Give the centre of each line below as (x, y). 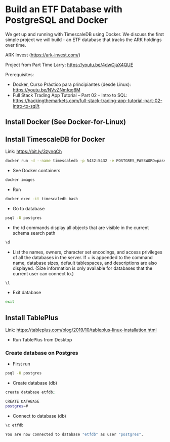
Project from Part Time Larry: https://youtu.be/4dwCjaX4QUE (69, 65)
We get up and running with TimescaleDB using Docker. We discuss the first (85, 34)
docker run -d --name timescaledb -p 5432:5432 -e (60, 161)
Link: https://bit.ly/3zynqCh (34, 151)
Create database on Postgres (42, 353)
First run (21, 364)
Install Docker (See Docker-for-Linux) (66, 122)
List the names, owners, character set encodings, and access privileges (88, 252)
